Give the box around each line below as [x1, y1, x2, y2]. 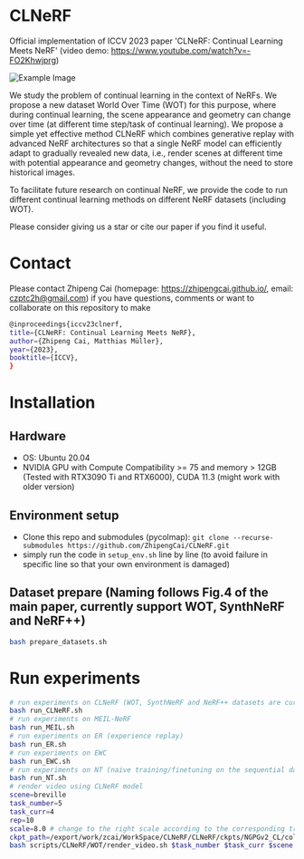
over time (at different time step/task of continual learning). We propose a [9, 119, 283, 130]
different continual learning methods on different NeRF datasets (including [9, 194, 287, 205]
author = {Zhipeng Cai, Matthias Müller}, [9, 336, 165, 345]
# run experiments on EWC [9, 748, 107, 758]
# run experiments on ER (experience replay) [9, 731, 184, 741]
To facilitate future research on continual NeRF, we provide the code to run [9, 184, 288, 195]
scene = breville [9, 790, 67, 800]
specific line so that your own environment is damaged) [22, 558, 231, 569]
